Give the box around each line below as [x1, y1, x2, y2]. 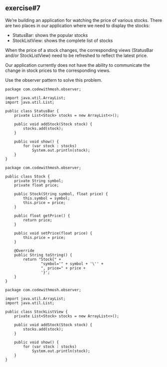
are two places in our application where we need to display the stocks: [5, 22, 150, 28]
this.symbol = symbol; [23, 195, 70, 201]
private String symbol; [14, 178, 64, 183]
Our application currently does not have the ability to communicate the [5, 62, 151, 68]
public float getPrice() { [14, 213, 70, 218]
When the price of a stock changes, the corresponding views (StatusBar [5, 47, 154, 53]
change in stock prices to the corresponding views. [5, 67, 111, 73]
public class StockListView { [5, 309, 68, 314]
